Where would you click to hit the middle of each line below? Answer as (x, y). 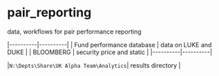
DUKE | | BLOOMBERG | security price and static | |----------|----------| (110, 52)
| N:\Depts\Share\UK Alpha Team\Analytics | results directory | (94, 65)
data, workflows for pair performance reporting (74, 31)
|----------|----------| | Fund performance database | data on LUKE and (109, 45)
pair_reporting (49, 13)
